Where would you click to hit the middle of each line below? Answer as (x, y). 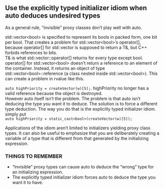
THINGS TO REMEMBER (34, 156)
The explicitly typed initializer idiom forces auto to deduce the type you (84, 177)
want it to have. (28, 183)
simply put (16, 114)
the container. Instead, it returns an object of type (55, 68)
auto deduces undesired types (53, 16)
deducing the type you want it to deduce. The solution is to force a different (81, 104)
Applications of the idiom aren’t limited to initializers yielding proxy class (78, 128)
